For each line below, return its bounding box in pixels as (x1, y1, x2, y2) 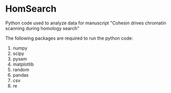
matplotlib (12, 61, 34, 67)
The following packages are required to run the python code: (5, 35, 133, 41)
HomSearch (5, 3, 57, 15)
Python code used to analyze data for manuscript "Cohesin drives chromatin (5, 20, 166, 26)
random (12, 67, 30, 73)
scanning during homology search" (5, 25, 80, 31)
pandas (12, 72, 29, 78)
